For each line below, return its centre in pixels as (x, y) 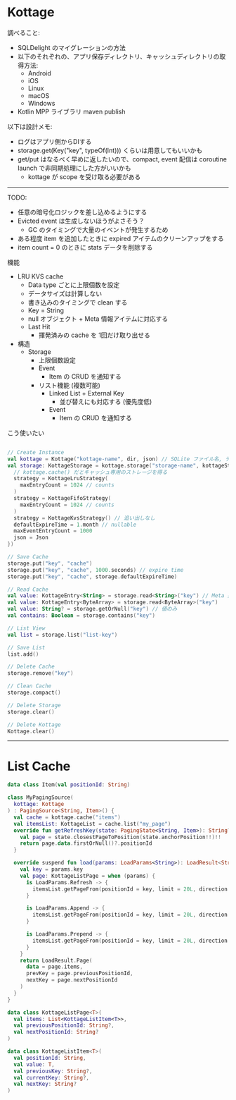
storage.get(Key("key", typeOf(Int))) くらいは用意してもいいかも (110, 150)
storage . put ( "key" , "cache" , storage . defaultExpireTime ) (92, 576)
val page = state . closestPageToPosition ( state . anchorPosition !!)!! (120, 837)
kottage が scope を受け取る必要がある (84, 176)
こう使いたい (26, 433)
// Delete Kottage (34, 725)
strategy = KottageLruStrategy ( (61, 479)
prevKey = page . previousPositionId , (79, 974)
